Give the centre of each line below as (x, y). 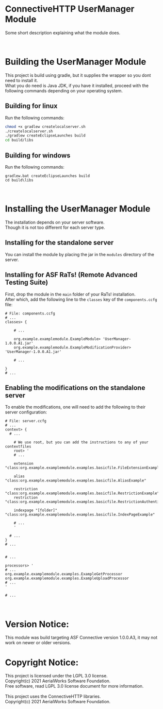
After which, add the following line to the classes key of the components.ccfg (81, 299)
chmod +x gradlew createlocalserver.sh (45, 127)
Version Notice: (37, 624)
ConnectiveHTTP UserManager (70, 9)
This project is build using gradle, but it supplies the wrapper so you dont (78, 75)
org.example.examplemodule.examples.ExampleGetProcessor (64, 574)
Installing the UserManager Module (78, 209)
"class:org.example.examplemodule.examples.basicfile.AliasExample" (76, 481)
